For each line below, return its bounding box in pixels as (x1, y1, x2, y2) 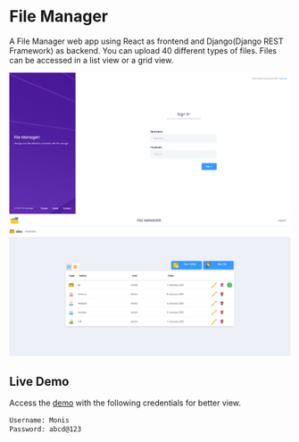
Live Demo (9, 373, 70, 389)
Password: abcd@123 (9, 424, 82, 434)
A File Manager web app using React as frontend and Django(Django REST (9, 36, 284, 46)
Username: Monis (9, 415, 70, 425)
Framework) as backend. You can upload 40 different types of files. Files (9, 45, 278, 55)
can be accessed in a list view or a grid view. (9, 54, 174, 65)
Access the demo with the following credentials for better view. (9, 397, 242, 408)
